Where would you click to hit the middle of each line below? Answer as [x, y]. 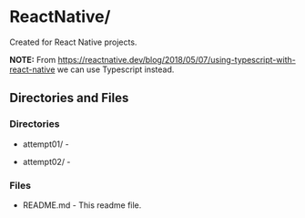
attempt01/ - [46, 144]
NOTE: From [33, 59]
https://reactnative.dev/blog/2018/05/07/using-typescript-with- [177, 59]
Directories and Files [69, 98]
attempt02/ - [46, 161]
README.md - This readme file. [82, 205]
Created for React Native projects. [73, 42]
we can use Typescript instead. [116, 69]
